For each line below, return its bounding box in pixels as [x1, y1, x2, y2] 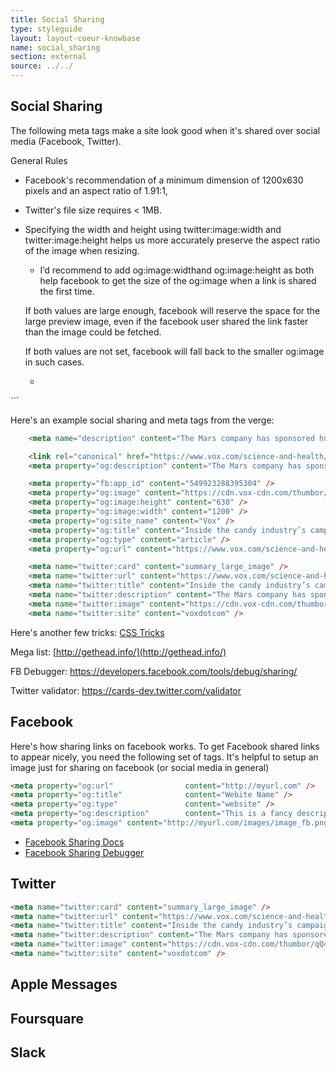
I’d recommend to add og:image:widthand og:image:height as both [39, 264, 315, 276]
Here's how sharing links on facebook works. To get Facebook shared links [10, 740, 320, 752]
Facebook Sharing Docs [24, 836, 125, 848]
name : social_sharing [10, 42, 101, 53]
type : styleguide [10, 24, 83, 34]
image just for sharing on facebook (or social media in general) [10, 761, 270, 773]
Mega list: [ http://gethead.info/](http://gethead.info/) [10, 646, 227, 658]
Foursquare [10, 1010, 85, 1027]
